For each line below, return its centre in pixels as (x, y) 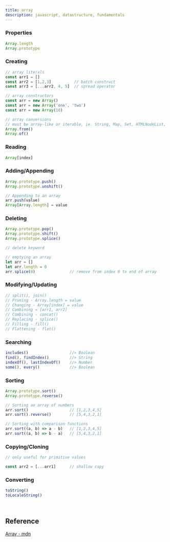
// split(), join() (26, 295)
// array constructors (29, 96)
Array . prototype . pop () (29, 229)
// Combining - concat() (32, 314)
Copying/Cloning (27, 447)
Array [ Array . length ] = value (36, 205)
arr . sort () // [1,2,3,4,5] (54, 410)
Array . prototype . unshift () (34, 186)
